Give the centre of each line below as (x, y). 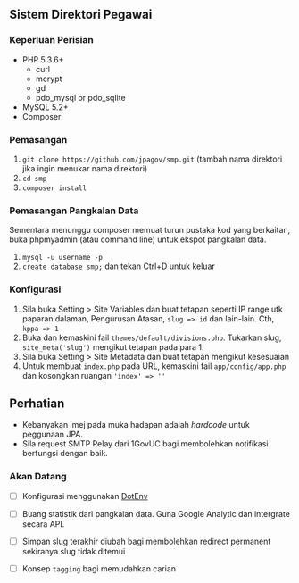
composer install (54, 188)
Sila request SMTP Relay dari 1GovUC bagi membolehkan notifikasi (145, 444)
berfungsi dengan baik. (65, 454)
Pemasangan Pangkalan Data (74, 211)
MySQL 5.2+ (45, 107)
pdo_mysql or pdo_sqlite (81, 97)
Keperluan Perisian (51, 40)
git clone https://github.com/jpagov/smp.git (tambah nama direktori (152, 159)
